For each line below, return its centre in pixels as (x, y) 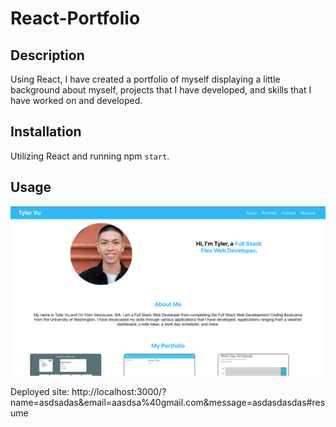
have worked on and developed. (76, 100)
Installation (46, 132)
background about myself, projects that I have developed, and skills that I (161, 90)
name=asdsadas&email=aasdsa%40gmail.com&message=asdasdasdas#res (168, 403)
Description (47, 55)
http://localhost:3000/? (119, 392)
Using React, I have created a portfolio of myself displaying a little (145, 79)
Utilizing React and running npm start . (90, 156)
